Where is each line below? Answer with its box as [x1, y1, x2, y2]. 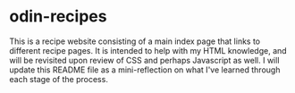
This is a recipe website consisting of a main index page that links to [9, 36, 261, 46]
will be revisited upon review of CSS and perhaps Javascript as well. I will [9, 55, 280, 65]
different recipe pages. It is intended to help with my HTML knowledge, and [9, 45, 288, 55]
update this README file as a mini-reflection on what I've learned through [9, 64, 281, 75]
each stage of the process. [9, 73, 109, 84]
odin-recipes [9, 6, 107, 27]
